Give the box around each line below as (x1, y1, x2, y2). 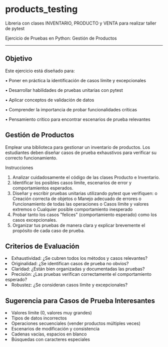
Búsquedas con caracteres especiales (11, 336, 90, 342)
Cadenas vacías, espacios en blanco (11, 331, 87, 337)
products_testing (5, 4, 78, 15)
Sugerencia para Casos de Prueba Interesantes (5, 296, 155, 305)
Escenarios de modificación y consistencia (11, 326, 100, 332)
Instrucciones (5, 164, 33, 170)
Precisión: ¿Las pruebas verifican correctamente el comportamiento (11, 271, 151, 277)
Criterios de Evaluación (5, 242, 79, 250)
